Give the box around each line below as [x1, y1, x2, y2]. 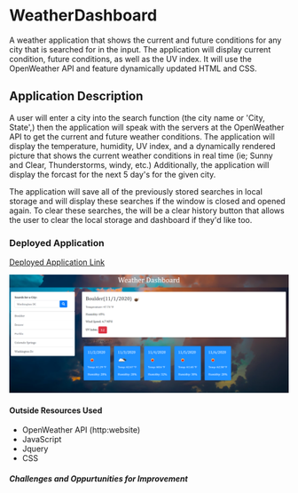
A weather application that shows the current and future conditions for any [9, 35, 282, 45]
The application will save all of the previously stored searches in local [9, 186, 263, 196]
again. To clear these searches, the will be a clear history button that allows [9, 205, 286, 216]
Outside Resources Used [9, 405, 103, 416]
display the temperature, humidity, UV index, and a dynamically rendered [9, 140, 276, 151]
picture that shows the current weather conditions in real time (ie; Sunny [9, 150, 273, 161]
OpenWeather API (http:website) [21, 425, 140, 435]
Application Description [9, 89, 144, 104]
